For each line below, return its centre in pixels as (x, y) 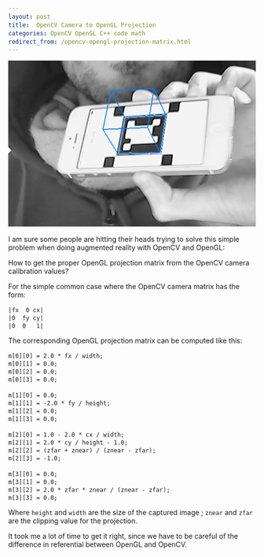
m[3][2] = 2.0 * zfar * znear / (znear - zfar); (89, 490)
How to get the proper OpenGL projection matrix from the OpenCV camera (129, 262)
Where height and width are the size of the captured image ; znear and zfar (131, 512)
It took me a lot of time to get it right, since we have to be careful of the (123, 536)
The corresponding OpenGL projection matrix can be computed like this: (125, 340)
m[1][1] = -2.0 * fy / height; (59, 403)
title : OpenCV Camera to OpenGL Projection (82, 25)
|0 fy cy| (26, 318)
